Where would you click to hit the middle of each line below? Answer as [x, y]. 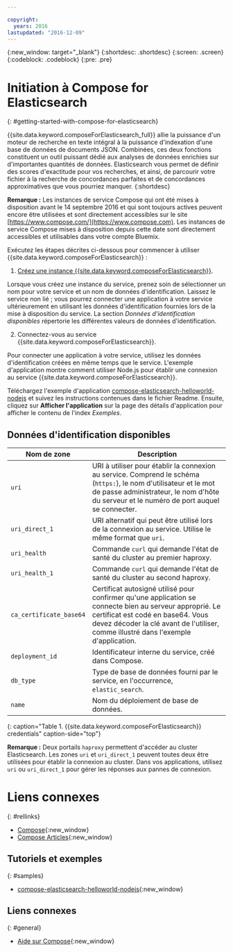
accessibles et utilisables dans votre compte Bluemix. [84, 237]
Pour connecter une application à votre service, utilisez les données [104, 355]
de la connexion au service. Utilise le [152, 529]
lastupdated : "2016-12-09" [46, 33]
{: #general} [24, 927]
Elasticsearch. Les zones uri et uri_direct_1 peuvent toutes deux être [108, 755]
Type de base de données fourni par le [155, 672]
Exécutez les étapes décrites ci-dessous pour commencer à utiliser [103, 250]
